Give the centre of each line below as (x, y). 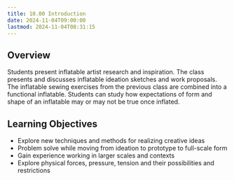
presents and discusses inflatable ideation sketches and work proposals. (112, 79)
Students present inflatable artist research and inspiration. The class (106, 72)
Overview (29, 55)
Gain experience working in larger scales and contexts (96, 155)
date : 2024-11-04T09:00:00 (47, 20)
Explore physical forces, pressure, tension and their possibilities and (116, 163)
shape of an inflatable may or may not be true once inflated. (94, 102)
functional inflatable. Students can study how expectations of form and (110, 95)
